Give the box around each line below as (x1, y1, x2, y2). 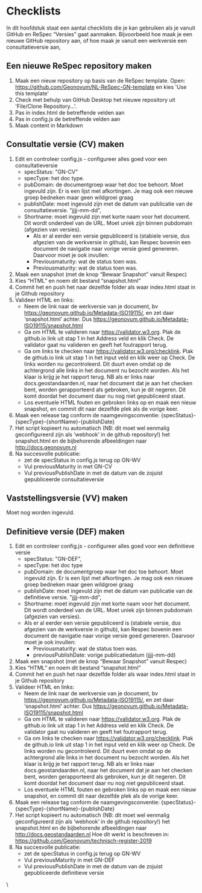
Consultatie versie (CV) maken (6, 139, 125, 150)
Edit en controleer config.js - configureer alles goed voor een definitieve (14, 543, 195, 550)
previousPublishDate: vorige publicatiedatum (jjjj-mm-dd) (33, 651, 176, 658)
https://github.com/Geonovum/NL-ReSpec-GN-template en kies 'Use (14, 83, 187, 90)
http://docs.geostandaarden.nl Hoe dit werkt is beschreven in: (14, 831, 169, 838)
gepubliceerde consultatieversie (24, 475, 104, 483)
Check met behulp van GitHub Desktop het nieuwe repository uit (14, 96, 176, 103)
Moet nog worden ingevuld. (6, 509, 75, 516)
